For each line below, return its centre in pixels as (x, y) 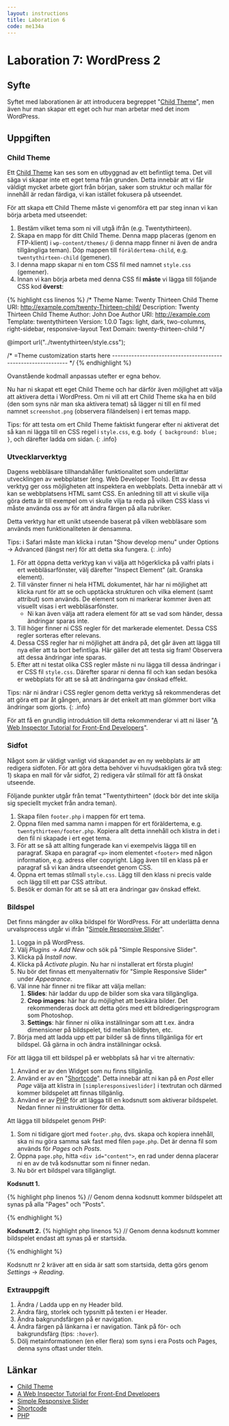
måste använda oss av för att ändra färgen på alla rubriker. (90, 508)
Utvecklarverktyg (37, 457)
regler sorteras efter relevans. (59, 636)
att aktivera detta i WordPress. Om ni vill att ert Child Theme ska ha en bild (112, 397)
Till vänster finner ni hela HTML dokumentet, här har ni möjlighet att (112, 584)
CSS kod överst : (40, 287)
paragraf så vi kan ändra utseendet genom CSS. (85, 867)
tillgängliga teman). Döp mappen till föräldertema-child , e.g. (102, 250)
